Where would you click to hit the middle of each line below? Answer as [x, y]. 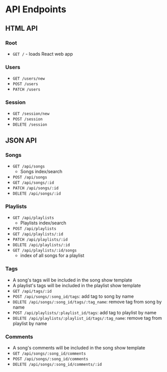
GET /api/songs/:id [33, 183]
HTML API [22, 28]
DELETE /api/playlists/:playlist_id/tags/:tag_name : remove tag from [87, 318]
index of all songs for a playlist [52, 255]
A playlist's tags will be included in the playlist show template [77, 285]
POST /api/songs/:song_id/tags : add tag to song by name [73, 296]
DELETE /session [30, 125]
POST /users [25, 84]
